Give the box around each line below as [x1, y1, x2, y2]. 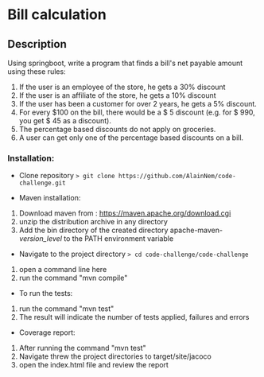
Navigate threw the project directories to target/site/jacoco [18, 352, 212, 361]
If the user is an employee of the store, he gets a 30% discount [18, 82, 226, 91]
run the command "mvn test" [18, 304, 115, 313]
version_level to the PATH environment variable [18, 234, 174, 243]
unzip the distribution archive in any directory [18, 217, 169, 227]
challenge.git [18, 179, 66, 188]
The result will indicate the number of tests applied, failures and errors [18, 313, 250, 322]
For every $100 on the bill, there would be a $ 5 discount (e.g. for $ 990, [18, 107, 255, 117]
